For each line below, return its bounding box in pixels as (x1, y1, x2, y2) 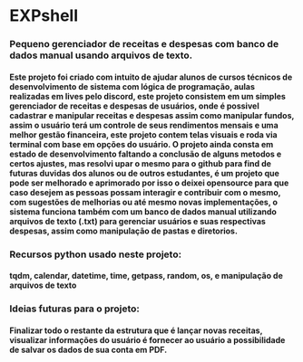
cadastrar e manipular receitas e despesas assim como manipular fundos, (9, 110, 295, 120)
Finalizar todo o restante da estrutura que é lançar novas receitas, (9, 325, 263, 336)
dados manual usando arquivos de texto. (9, 49, 193, 62)
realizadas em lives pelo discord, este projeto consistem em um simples (9, 90, 286, 101)
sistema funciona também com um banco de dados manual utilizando (9, 205, 277, 217)
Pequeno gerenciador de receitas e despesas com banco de (9, 38, 279, 51)
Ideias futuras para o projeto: (9, 302, 141, 315)
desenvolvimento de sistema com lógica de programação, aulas (9, 81, 256, 91)
